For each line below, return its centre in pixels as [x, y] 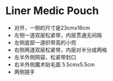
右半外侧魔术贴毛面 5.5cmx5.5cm [54, 64]
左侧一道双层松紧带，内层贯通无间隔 [58, 35]
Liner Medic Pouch [52, 11]
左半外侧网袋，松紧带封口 [45, 57]
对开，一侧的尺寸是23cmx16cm [52, 28]
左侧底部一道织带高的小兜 [45, 42]
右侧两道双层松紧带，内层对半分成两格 [60, 50]
